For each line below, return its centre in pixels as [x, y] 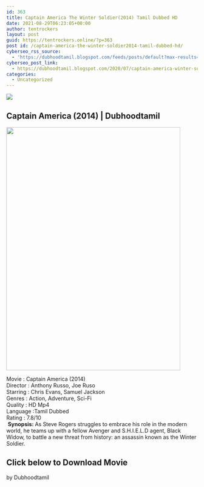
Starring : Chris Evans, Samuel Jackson [56, 392]
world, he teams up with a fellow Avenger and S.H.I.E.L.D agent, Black [93, 430]
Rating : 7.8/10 [24, 418]
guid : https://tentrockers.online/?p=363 [59, 40]
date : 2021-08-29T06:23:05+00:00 [49, 23]
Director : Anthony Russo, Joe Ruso [51, 385]
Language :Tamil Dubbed [38, 411]
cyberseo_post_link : [32, 63]
